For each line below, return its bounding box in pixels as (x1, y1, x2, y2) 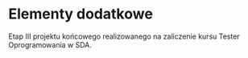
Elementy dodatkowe (8, 5, 153, 23)
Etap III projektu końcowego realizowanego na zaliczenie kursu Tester (8, 31, 240, 41)
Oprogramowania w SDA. (8, 39, 93, 49)
